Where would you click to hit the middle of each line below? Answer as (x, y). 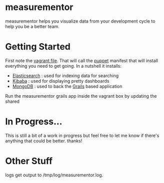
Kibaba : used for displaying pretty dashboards (61, 81)
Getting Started (38, 47)
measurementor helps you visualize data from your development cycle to (80, 21)
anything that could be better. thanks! (44, 141)
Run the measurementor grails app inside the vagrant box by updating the (81, 96)
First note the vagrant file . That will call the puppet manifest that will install (82, 60)
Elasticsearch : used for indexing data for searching (65, 75)
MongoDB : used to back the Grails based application (67, 86)
